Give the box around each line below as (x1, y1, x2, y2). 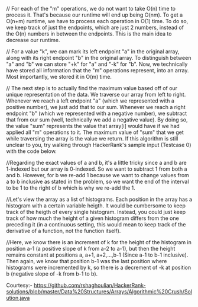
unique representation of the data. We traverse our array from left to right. (6, 91, 186, 98)
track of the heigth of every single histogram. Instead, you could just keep (6, 209, 186, 215)
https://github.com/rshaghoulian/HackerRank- (33, 282, 146, 289)
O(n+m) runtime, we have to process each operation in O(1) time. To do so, (6, 18, 189, 24)
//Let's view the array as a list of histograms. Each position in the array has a (6, 196, 193, 203)
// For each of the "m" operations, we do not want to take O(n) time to (6, 5, 176, 12)
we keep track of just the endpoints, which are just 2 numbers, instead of (6, 24, 184, 31)
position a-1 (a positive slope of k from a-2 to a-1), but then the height (6, 245, 176, 252)
